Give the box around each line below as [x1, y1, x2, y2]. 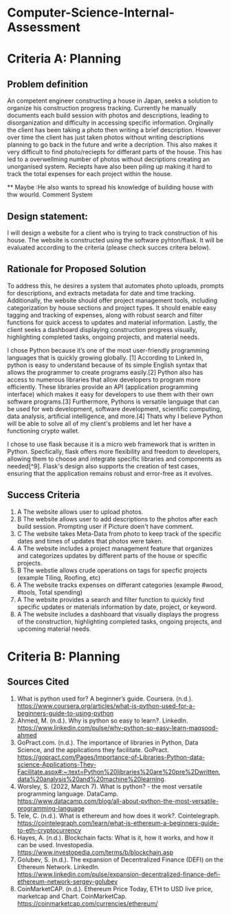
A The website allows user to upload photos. [16, 508, 144, 516]
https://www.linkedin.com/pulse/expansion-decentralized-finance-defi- [16, 870, 221, 878]
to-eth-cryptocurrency [16, 826, 82, 834]
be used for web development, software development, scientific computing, [7, 404, 222, 413]
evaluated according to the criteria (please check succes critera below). [7, 243, 211, 251]
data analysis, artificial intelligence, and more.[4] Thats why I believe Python [7, 412, 223, 420]
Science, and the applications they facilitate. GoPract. [16, 745, 170, 754]
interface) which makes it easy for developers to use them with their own [7, 390, 214, 398]
